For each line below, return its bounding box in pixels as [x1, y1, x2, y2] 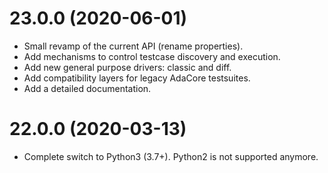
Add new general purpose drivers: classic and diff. [23, 61, 232, 73]
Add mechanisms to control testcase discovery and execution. [23, 50, 281, 62]
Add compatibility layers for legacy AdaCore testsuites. [23, 72, 251, 84]
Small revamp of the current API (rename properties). [23, 40, 244, 52]
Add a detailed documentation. [23, 82, 152, 94]
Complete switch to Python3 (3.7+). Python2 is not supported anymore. [23, 150, 319, 162]
